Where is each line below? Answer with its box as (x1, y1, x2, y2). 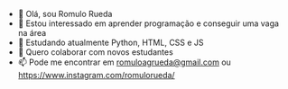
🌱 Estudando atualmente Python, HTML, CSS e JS (17, 37, 205, 48)
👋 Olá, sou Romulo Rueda (17, 9, 113, 19)
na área (17, 28, 47, 38)
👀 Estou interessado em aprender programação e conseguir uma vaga (17, 18, 280, 29)
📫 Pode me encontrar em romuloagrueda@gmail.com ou (17, 57, 232, 67)
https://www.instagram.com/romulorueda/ (17, 70, 175, 80)
